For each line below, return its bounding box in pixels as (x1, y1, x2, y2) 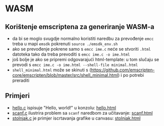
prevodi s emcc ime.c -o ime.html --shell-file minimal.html (12, 62, 138, 67)
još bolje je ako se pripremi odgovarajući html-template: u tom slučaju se (12, 57, 160, 62)
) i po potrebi (117, 72, 144, 78)
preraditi (12, 77, 29, 83)
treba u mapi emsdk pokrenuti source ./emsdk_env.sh (12, 41, 118, 47)
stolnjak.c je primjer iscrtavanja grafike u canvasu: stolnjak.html (12, 115, 141, 121)
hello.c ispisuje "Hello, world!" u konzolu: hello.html (12, 104, 116, 111)
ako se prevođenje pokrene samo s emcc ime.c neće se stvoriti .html (12, 46, 151, 52)
